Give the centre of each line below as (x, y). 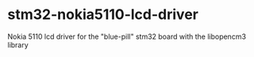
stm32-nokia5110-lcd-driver (103, 15)
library (18, 44)
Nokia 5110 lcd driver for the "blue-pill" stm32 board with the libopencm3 (127, 36)
